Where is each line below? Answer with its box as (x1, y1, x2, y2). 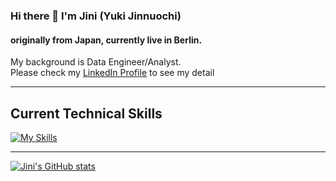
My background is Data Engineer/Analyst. (10, 56, 182, 68)
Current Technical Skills (10, 105, 163, 122)
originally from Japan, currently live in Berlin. (10, 34, 203, 46)
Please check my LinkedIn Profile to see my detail (10, 67, 215, 79)
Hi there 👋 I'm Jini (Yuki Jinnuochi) (10, 9, 182, 23)
